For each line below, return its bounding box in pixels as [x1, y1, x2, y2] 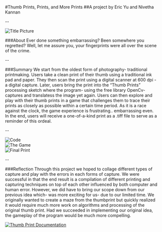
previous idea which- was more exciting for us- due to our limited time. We [5, 192, 154, 198]
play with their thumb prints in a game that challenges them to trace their [5, 98, 150, 103]
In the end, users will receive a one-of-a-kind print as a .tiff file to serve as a [5, 113, 157, 118]
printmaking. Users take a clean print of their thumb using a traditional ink [5, 72, 152, 77]
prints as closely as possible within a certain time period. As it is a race [5, 103, 146, 108]
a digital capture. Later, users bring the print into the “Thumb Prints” [5, 82, 141, 88]
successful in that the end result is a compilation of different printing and [5, 177, 150, 182]
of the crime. [5, 48, 31, 53]
